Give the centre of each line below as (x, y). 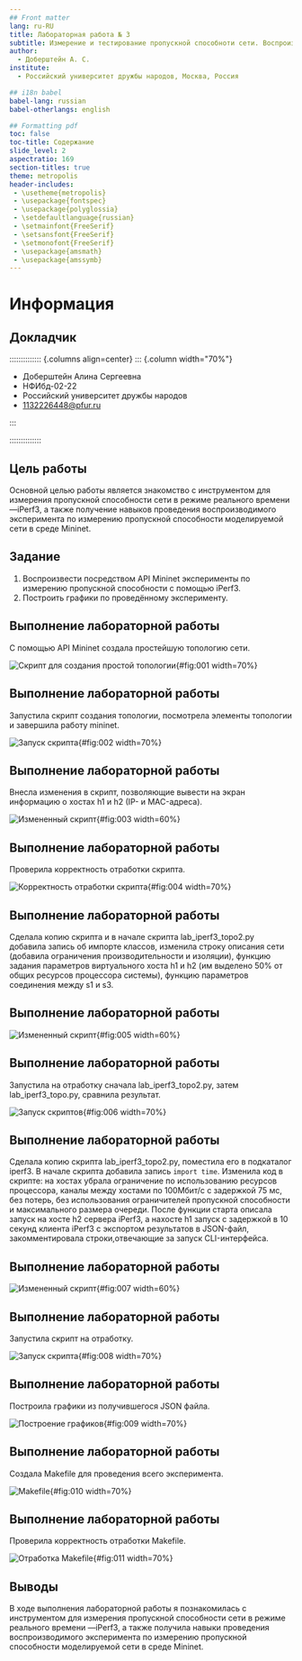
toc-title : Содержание (52, 142)
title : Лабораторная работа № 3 (70, 34)
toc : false (30, 134)
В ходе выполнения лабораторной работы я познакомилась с (128, 1609)
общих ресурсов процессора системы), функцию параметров (129, 975)
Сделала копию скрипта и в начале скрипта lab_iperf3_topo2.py (132, 936)
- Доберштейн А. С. (54, 59)
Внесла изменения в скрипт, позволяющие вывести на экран (127, 792)
